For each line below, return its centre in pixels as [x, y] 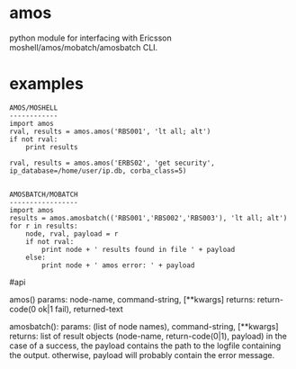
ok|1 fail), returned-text [81, 309]
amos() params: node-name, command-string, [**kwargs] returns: [132, 299]
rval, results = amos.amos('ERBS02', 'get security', [112, 163]
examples [46, 84]
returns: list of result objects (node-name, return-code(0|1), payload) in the [148, 336]
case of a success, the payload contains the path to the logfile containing [145, 346]
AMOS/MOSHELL [34, 108]
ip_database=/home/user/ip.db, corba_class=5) [98, 171]
